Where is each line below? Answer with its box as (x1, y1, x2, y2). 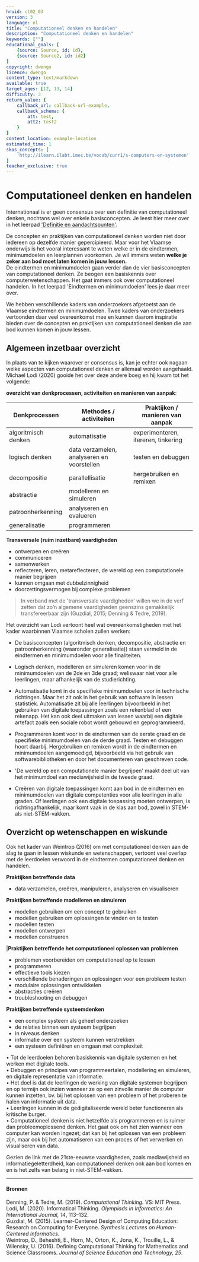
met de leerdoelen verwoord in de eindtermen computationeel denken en (6, 855, 185, 863)
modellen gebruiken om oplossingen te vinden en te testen (14, 914, 158, 921)
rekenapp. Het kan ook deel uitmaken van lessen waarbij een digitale (14, 712, 183, 719)
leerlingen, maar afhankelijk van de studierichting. (14, 676, 137, 683)
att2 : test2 (27, 119, 57, 125)
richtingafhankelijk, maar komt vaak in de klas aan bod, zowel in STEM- (14, 804, 189, 811)
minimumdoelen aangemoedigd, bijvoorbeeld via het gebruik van (14, 749, 174, 756)
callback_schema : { (17, 108, 65, 114)
